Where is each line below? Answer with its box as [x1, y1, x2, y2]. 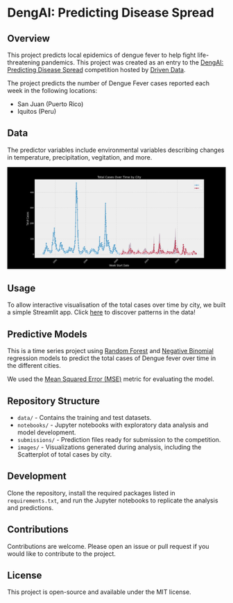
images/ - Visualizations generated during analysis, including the [17, 443, 202, 452]
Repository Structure [7, 395, 101, 407]
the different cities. [7, 362, 61, 370]
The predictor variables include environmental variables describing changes [7, 146, 225, 154]
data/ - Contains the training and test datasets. [17, 414, 152, 422]
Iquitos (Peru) [17, 108, 57, 115]
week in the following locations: [7, 87, 98, 94]
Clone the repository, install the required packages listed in [7, 489, 175, 497]
